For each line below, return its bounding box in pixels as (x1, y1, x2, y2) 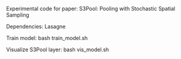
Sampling (6, 11, 30, 18)
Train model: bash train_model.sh (6, 35, 88, 41)
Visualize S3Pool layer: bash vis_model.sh (6, 46, 109, 53)
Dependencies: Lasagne (6, 23, 66, 30)
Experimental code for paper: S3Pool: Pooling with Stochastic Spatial (6, 5, 176, 12)
